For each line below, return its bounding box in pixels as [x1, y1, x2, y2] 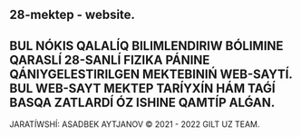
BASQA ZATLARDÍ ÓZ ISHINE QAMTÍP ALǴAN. [9, 94, 276, 110]
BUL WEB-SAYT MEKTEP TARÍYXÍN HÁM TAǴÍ [9, 81, 276, 96]
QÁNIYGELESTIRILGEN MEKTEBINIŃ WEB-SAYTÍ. [9, 66, 293, 82]
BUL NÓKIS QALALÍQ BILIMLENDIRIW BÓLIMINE [9, 38, 284, 54]
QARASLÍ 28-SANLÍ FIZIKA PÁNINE [9, 52, 210, 67]
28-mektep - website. [9, 7, 136, 23]
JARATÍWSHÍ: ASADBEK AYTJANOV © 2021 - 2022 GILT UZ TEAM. [9, 119, 260, 130]
